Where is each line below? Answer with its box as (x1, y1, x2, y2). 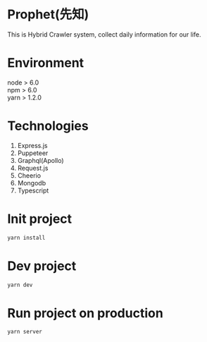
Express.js (17, 141, 48, 149)
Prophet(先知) (7, 6, 89, 23)
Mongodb (17, 178, 46, 187)
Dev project (7, 258, 77, 274)
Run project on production (7, 305, 163, 321)
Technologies (7, 118, 89, 134)
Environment (7, 55, 84, 71)
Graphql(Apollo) (17, 156, 65, 164)
